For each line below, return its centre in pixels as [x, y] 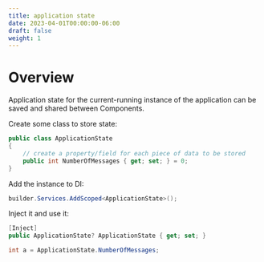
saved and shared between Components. [76, 108]
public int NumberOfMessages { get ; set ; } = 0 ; [106, 161]
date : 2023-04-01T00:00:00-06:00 [64, 23]
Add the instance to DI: [46, 183]
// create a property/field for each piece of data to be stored [134, 153]
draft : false [30, 30]
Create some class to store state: [63, 124]
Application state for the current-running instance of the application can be [132, 100]
